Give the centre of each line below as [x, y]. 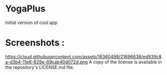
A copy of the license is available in [125, 62]
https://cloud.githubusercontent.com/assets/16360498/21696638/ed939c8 [83, 56]
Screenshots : [35, 43]
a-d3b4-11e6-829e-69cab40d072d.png [47, 62]
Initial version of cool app [31, 22]
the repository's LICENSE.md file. [40, 67]
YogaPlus [25, 9]
